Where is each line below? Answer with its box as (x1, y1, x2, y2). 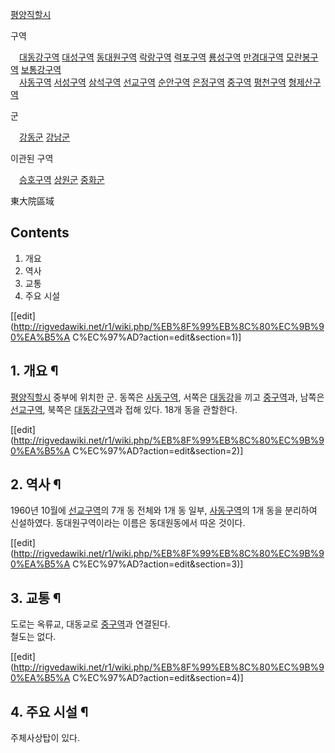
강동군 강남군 (19, 131, 71, 143)
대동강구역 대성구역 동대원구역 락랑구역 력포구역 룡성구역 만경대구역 (19, 51, 284, 63)
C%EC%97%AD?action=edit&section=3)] (72, 558, 244, 570)
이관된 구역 (10, 153, 54, 164)
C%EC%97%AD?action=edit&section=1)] (72, 331, 242, 343)
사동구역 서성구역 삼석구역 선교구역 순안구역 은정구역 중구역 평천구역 (19, 76, 287, 88)
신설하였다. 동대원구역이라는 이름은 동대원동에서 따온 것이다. (10, 517, 246, 529)
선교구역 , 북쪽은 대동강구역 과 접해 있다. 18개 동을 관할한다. (10, 403, 238, 415)
